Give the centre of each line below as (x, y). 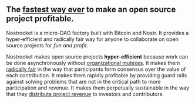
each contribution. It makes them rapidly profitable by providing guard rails (97, 75)
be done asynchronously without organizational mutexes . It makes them (93, 63)
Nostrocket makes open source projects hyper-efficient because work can (97, 56)
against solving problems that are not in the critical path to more (83, 81)
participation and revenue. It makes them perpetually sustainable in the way (98, 88)
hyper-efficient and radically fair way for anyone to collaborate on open (93, 39)
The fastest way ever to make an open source (91, 10)
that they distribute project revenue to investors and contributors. (85, 94)
